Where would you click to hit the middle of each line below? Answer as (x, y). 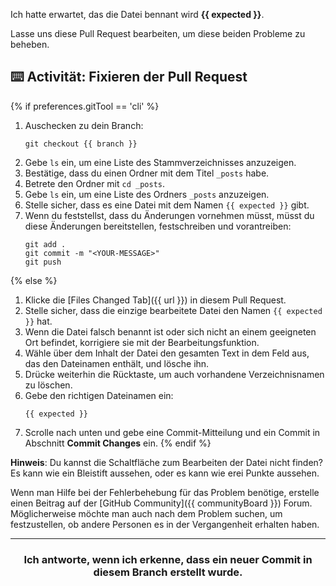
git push (43, 262)
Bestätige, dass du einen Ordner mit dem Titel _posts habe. (147, 173)
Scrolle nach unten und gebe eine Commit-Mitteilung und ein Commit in (172, 432)
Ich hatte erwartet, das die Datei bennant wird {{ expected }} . (137, 14)
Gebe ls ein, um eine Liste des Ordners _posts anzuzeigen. (147, 194)
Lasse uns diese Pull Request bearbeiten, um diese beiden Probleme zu (158, 33)
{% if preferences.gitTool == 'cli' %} (85, 106)
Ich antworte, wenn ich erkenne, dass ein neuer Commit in (168, 559)
